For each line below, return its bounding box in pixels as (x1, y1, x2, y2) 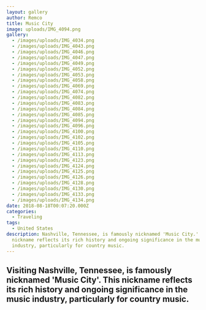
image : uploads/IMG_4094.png (6, 26, 81, 32)
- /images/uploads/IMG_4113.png (12, 151, 95, 157)
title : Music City (6, 20, 53, 26)
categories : (6, 208, 37, 214)
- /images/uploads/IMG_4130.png (12, 186, 95, 192)
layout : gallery (6, 9, 48, 15)
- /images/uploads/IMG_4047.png (12, 55, 95, 61)
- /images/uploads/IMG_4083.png (12, 100, 95, 106)
